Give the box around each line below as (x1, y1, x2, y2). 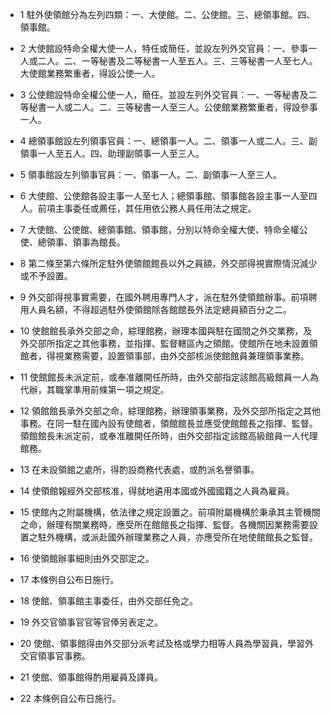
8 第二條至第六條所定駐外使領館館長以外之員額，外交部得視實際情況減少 (19, 258, 318, 269)
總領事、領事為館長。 (37, 236, 126, 248)
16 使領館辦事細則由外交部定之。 (19, 553, 155, 564)
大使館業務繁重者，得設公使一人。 (19, 68, 161, 79)
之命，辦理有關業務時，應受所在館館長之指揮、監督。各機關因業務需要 (19, 519, 310, 530)
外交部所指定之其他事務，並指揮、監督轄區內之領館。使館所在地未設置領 (19, 338, 318, 349)
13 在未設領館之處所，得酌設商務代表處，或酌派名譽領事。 (19, 464, 260, 475)
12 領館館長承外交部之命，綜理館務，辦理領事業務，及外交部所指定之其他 (19, 405, 321, 417)
